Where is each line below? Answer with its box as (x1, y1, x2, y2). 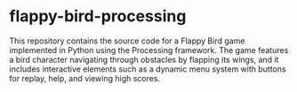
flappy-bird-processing (9, 6, 187, 27)
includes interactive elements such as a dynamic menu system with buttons (9, 64, 286, 74)
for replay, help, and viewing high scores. (9, 73, 161, 83)
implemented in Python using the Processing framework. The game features (9, 44, 289, 55)
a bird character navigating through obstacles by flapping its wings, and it (9, 54, 279, 65)
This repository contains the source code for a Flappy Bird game (9, 35, 245, 46)
